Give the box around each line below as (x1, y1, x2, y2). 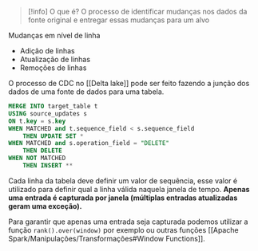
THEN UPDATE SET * (22, 131, 84, 140)
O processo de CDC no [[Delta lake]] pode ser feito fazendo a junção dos (8, 79, 250, 88)
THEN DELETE (22, 147, 62, 155)
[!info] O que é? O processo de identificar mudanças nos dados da (27, 7, 248, 16)
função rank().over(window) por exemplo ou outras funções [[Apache (8, 225, 239, 234)
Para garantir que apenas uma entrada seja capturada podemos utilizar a (8, 217, 248, 226)
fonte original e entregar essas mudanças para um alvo (27, 15, 210, 25)
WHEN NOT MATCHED (8, 155, 66, 163)
